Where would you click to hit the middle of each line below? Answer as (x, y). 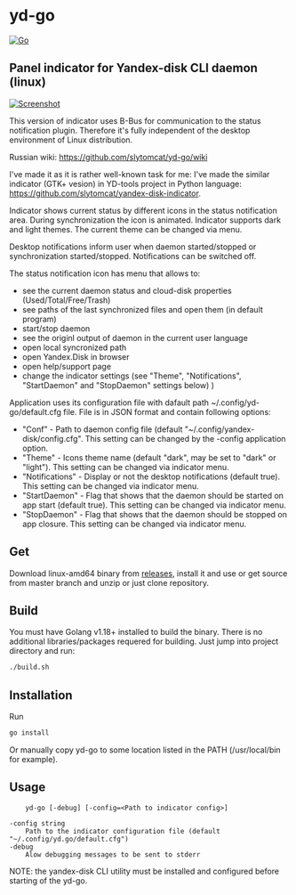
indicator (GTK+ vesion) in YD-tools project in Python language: (125, 183)
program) (39, 319)
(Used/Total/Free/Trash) (66, 300)
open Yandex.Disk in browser (76, 356)
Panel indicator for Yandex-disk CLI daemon (133, 68)
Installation (41, 695)
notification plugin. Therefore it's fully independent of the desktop (130, 130)
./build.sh (29, 667)
